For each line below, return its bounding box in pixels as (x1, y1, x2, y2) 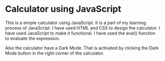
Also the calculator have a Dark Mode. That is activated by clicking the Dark (5, 45, 159, 51)
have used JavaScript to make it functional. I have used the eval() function (5, 30, 156, 36)
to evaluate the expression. (5, 35, 60, 41)
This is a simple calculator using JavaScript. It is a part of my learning (5, 20, 146, 26)
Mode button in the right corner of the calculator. (5, 50, 104, 56)
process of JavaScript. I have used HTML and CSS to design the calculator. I (5, 25, 160, 30)
